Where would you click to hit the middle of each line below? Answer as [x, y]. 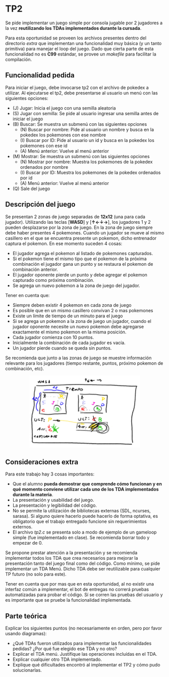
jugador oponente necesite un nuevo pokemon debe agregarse [78, 326]
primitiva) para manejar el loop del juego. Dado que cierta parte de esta [79, 49]
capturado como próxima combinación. [53, 280]
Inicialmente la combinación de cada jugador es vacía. [69, 343]
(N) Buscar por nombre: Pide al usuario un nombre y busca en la [87, 129]
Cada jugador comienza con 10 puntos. [53, 337]
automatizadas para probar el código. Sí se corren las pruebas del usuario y [84, 595]
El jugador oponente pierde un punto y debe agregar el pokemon [80, 275]
